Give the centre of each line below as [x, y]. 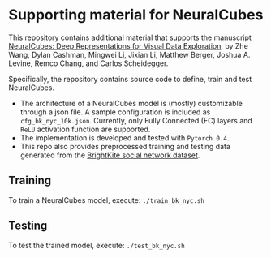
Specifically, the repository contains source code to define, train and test [130, 79]
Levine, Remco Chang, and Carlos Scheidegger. [88, 63]
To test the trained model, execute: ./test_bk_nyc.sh [97, 245]
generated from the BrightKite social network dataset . [110, 155]
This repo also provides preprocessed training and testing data [125, 146]
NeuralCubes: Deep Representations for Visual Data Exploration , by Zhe [129, 45]
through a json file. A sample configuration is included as [115, 112]
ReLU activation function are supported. [85, 129]
